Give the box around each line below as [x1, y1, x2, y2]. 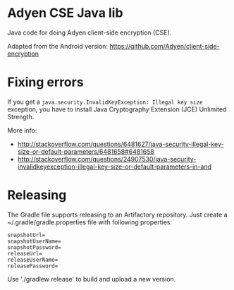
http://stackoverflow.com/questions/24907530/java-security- [17, 155, 197, 163]
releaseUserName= [7, 256, 58, 263]
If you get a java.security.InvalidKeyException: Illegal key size [7, 97, 203, 106]
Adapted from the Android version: [7, 42, 108, 50]
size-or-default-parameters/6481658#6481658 [17, 147, 155, 156]
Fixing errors [7, 74, 84, 90]
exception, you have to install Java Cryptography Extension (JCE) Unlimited [7, 104, 227, 114]
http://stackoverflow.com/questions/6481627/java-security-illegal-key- [17, 140, 224, 148]
